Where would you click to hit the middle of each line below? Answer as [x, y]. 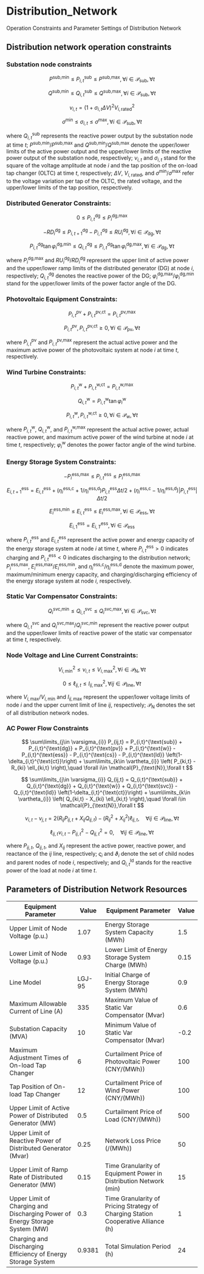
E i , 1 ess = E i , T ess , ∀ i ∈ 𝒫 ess [102, 525]
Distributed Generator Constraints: [59, 203]
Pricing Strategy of [132, 1206]
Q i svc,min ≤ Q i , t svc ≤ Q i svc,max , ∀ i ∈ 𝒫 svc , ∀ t [102, 611]
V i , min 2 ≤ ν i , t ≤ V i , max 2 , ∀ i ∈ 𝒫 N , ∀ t [102, 670]
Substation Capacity [38, 1029]
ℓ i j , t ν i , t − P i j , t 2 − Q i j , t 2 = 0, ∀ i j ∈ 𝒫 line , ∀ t [102, 833]
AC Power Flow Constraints [48, 729]
